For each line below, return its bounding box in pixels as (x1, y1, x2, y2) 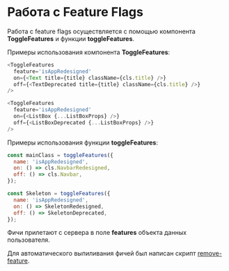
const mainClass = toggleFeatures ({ (7, 151, 113, 158)
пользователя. (7, 236, 50, 244)
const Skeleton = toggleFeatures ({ (7, 190, 111, 197)
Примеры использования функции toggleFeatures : (7, 138, 159, 147)
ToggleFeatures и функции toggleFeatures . (7, 34, 134, 42)
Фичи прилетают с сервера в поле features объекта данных (7, 229, 187, 237)
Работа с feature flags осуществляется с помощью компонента (7, 27, 196, 35)
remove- (197, 249, 223, 258)
